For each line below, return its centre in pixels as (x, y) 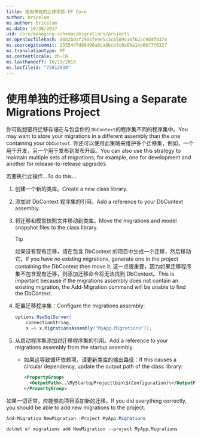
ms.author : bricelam (32, 23)
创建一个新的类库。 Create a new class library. (71, 189)
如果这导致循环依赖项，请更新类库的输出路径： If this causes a (100, 360)
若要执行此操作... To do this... (41, 176)
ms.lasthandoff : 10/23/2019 (41, 62)
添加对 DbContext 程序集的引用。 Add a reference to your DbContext (99, 202)
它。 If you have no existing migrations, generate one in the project (96, 259)
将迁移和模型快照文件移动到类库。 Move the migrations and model (96, 221)
